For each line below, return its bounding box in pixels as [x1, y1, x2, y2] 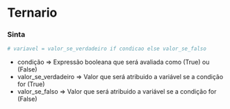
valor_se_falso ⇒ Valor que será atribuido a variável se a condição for [17, 87, 217, 96]
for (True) [17, 80, 45, 88]
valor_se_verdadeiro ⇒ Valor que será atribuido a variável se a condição [17, 73, 224, 81]
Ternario [7, 5, 58, 21]
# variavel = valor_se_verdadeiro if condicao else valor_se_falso [7, 45, 207, 53]
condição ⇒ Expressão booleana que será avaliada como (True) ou [17, 58, 210, 67]
